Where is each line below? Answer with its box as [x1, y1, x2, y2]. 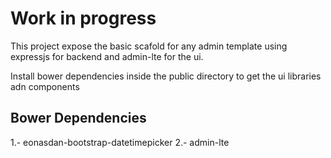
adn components [10, 80, 80, 92]
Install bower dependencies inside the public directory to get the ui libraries [10, 70, 322, 82]
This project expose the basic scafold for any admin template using [10, 40, 288, 52]
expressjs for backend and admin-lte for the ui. [10, 50, 204, 62]
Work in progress [10, 7, 157, 30]
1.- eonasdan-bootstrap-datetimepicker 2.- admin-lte [10, 136, 230, 148]
